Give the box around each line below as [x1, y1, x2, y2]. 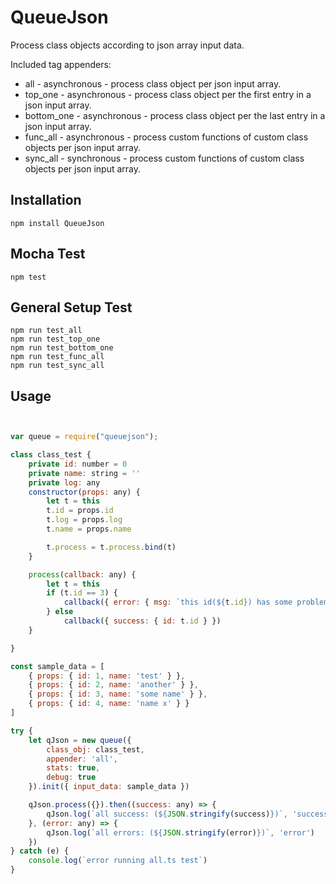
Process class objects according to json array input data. [10, 39, 245, 51]
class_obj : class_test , [46, 744, 145, 755]
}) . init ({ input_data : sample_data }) [28, 782, 190, 792]
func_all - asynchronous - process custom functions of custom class [24, 131, 309, 143]
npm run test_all [10, 326, 83, 336]
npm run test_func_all [10, 352, 105, 362]
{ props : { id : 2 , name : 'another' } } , [28, 680, 199, 690]
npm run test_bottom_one [10, 343, 114, 353]
